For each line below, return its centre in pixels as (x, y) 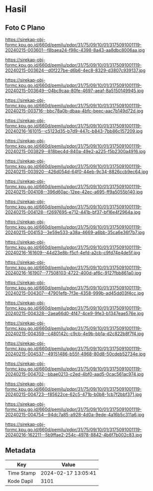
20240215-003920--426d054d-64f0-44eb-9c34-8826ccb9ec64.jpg (76, 171)
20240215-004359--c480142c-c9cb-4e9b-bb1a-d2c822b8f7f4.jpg (75, 333)
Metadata (20, 450)
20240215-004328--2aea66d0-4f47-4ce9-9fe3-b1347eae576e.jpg (75, 313)
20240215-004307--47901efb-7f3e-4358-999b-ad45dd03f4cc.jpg (75, 293)
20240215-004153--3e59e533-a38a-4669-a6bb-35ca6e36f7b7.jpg (75, 232)
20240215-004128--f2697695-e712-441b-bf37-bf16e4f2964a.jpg (73, 212)
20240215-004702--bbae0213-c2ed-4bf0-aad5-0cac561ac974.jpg (75, 374)
